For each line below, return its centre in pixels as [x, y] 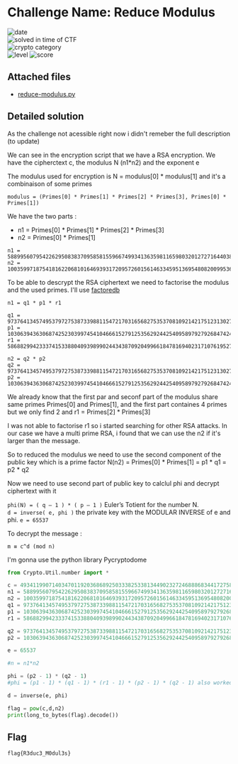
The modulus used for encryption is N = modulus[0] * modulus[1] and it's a [117, 176]
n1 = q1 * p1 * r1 [34, 302]
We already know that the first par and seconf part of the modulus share [113, 397]
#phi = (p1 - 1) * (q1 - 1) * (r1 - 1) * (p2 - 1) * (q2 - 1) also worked [120, 683]
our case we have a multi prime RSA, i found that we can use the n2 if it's [114, 433]
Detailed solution [46, 117]
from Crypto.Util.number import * [58, 572]
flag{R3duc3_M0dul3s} [39, 753]
